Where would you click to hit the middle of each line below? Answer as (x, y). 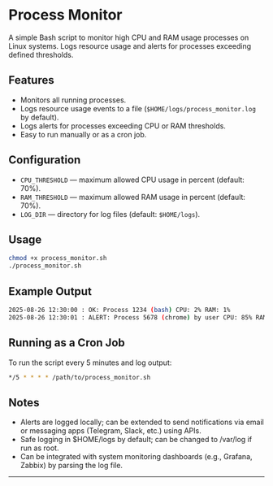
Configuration (45, 160)
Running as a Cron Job (67, 343)
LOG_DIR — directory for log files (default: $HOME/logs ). (110, 214)
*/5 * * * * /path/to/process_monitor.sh (80, 377)
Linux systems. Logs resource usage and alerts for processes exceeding (130, 46)
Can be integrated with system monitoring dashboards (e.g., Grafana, (136, 457)
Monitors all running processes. (73, 100)
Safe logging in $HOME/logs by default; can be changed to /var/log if (136, 440)
